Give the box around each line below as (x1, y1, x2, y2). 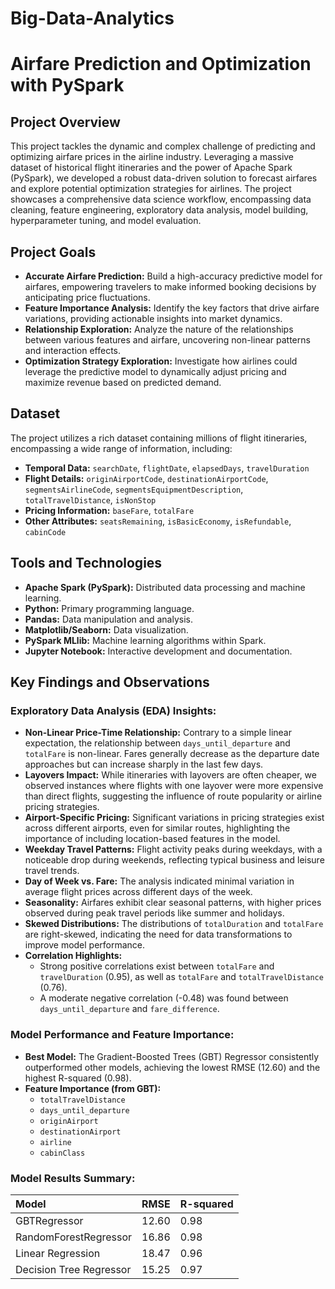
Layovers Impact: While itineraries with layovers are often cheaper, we (24, 769, 317, 781)
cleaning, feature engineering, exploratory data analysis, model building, (10, 204, 309, 216)
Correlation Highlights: (24, 950, 123, 962)
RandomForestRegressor (15, 1230, 133, 1244)
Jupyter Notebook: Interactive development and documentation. (24, 645, 293, 657)
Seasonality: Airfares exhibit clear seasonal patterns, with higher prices (24, 897, 322, 909)
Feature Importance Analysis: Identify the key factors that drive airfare (24, 302, 320, 314)
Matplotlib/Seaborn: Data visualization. (24, 623, 189, 636)
